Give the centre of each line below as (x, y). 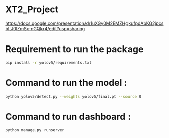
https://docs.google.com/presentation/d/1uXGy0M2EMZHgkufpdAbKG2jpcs (85, 23)
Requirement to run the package (74, 49)
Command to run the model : (66, 83)
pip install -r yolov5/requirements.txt (49, 62)
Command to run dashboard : (68, 117)
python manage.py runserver (35, 130)
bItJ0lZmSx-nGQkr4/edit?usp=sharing (45, 28)
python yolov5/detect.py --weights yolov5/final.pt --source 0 (73, 96)
